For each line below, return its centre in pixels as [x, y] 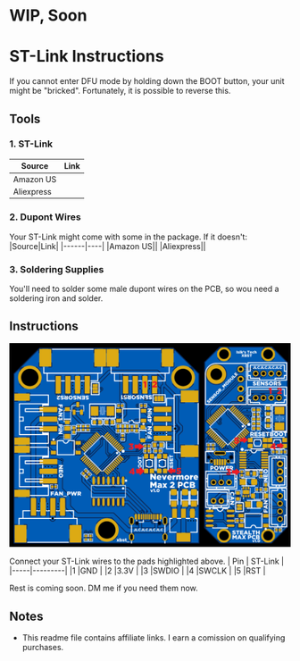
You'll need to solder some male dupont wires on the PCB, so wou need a [144, 289]
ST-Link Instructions [87, 57]
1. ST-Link [31, 144]
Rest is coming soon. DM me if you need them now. [104, 588]
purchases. [43, 648]
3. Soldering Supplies [57, 269]
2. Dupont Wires [46, 217]
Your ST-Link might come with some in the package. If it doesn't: [129, 237]
